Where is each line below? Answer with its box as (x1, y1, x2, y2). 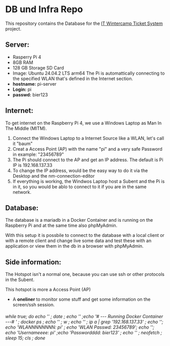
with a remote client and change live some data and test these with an (5, 237, 152, 244)
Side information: (5, 258, 62, 266)
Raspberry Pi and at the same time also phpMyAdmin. (5, 222, 118, 229)
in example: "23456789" (12, 151, 64, 157)
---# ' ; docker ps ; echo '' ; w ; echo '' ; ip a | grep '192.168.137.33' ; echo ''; (5, 319, 163, 325)
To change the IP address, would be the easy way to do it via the (12, 167, 148, 174)
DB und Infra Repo (5, 4, 83, 15)
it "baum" (12, 141, 33, 147)
